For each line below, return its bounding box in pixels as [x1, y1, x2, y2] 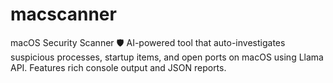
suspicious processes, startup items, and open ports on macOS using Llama [10, 51, 324, 63]
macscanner [10, 3, 117, 26]
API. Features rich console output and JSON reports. [10, 61, 227, 73]
